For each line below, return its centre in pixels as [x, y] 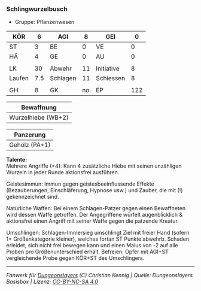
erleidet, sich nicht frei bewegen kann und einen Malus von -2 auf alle [92, 245]
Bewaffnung [39, 108]
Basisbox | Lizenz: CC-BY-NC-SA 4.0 [52, 282]
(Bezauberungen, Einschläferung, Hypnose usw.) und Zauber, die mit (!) [95, 190]
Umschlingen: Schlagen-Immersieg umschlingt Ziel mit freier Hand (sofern [98, 233]
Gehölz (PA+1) [30, 145]
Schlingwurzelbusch [37, 9]
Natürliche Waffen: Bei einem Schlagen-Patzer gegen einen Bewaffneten [96, 208]
